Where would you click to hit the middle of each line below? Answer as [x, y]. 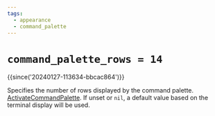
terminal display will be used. [49, 105]
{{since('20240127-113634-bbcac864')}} [66, 77]
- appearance [32, 20]
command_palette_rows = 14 [85, 59]
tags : [15, 13]
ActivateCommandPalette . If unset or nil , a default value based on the [108, 98]
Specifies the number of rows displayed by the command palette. [101, 90]
